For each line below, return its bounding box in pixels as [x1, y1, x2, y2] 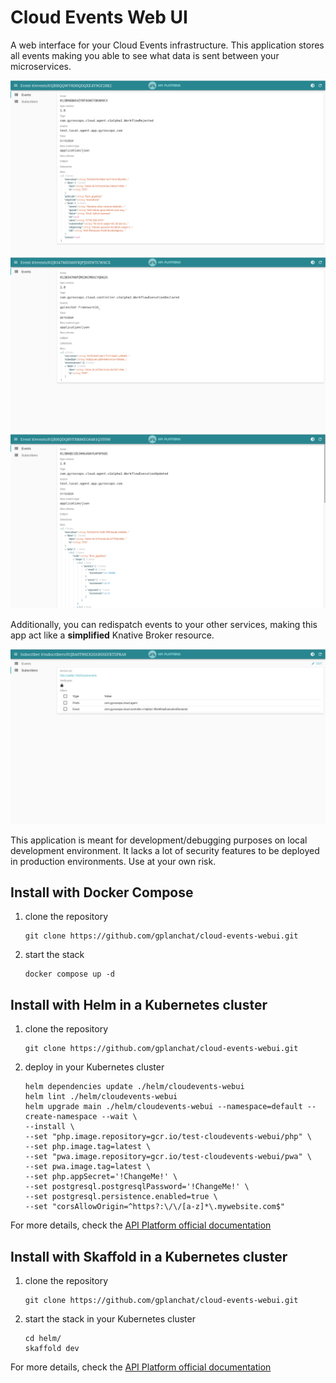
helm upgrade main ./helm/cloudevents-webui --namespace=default [24, 1102, 303, 1112]
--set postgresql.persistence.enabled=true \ [24, 1192, 218, 1202]
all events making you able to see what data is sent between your [10, 49, 280, 61]
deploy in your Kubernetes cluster [24, 1061, 165, 1073]
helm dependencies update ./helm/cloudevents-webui [24, 1082, 245, 1092]
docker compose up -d [24, 969, 115, 980]
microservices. [10, 60, 72, 72]
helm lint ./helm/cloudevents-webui [24, 1092, 178, 1102]
